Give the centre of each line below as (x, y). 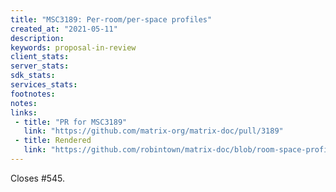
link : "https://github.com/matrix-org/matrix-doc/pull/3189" (153, 131)
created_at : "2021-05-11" (64, 29)
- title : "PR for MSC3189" (71, 122)
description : (37, 38)
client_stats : (40, 57)
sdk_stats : (33, 76)
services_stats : (44, 85)
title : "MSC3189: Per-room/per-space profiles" (111, 19)
